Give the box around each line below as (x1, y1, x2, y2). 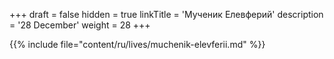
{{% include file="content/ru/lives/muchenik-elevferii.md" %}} (9, 39, 266, 50)
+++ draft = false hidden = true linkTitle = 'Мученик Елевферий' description (9, 9, 324, 20)
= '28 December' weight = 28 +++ (9, 19, 151, 31)
